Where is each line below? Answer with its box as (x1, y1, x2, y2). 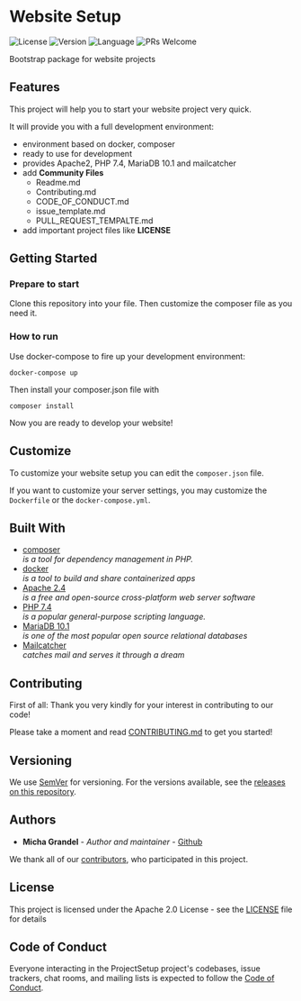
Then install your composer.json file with (9, 384, 160, 395)
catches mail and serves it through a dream (22, 650, 185, 660)
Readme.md (35, 177, 81, 187)
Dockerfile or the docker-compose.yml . (9, 494, 151, 505)
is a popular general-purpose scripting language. (22, 611, 207, 623)
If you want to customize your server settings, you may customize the (9, 485, 268, 496)
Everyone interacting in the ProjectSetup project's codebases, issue (9, 963, 261, 974)
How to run (9, 331, 58, 343)
